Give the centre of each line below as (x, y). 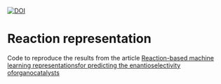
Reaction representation (80, 39)
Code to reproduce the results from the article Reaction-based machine (110, 58)
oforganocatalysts (33, 72)
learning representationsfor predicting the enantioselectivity (94, 65)
